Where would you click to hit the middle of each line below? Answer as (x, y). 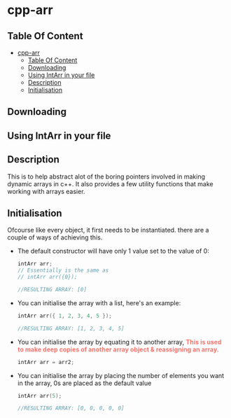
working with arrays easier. (46, 191)
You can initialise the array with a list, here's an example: (99, 302)
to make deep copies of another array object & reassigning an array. (118, 349)
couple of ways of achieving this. (55, 237)
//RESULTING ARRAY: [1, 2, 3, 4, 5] (71, 328)
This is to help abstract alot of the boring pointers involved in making (106, 176)
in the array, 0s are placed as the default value (84, 383)
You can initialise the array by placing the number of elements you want (121, 375)
